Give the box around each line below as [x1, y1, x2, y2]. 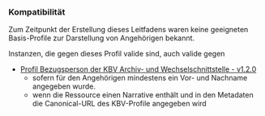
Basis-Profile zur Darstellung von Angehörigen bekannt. [8, 33, 195, 43]
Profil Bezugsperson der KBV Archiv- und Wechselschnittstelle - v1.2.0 [19, 64, 257, 74]
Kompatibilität [8, 6, 66, 18]
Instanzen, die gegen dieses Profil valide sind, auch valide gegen [8, 49, 225, 59]
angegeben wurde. [32, 81, 96, 91]
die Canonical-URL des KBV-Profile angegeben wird [32, 99, 207, 109]
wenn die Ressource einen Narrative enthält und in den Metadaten [32, 90, 254, 100]
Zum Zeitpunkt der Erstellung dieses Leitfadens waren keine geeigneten [8, 25, 249, 35]
